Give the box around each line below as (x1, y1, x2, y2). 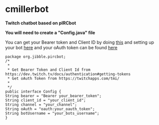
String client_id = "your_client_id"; (5, 98, 86, 103)
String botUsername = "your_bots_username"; (5, 111, 99, 116)
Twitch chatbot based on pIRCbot (5, 20, 76, 26)
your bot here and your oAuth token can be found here (5, 44, 117, 50)
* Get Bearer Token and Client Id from (7, 67, 91, 72)
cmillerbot (5, 3, 49, 15)
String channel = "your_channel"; (5, 102, 77, 107)
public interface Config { (5, 89, 61, 94)
